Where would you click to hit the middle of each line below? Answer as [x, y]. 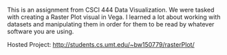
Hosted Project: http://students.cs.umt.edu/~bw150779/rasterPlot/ [101, 44]
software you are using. [41, 31]
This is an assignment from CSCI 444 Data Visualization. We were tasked [111, 10]
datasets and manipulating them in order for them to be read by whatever [111, 24]
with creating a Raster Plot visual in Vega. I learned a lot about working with [114, 17]
